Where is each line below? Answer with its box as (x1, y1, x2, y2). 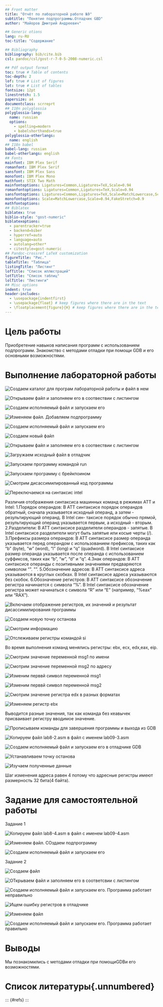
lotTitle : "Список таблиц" (5, 273, 60, 278)
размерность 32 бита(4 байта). (5, 777, 70, 783)
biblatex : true (5, 210, 36, 215)
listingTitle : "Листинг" (5, 264, 55, 269)
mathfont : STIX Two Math (5, 178, 55, 183)
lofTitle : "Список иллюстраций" (5, 269, 70, 274)
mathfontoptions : (5, 201, 40, 206)
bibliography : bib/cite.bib (5, 52, 62, 56)
